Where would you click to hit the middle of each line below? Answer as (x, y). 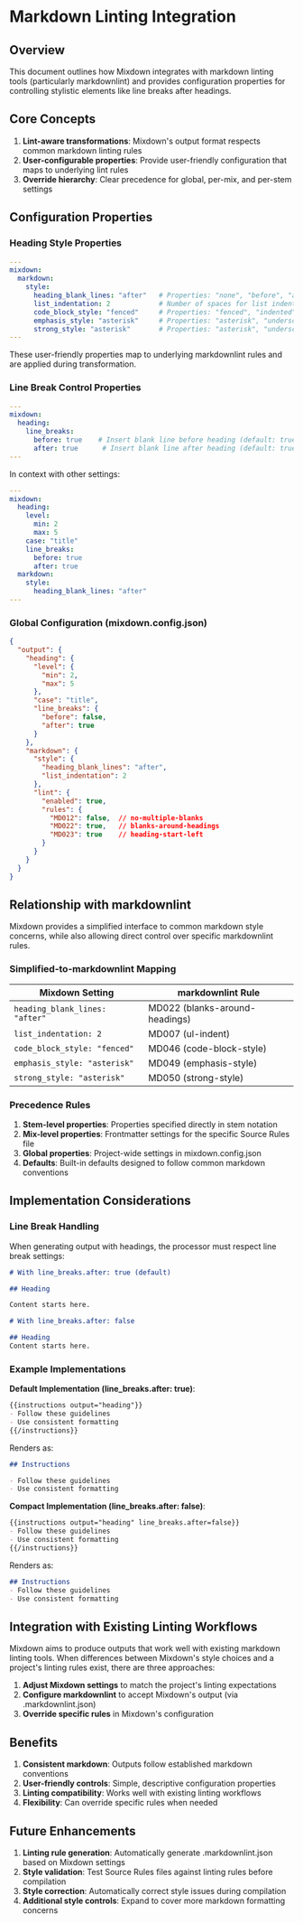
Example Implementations (68, 1368)
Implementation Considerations (100, 1201)
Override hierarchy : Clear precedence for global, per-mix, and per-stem (157, 179)
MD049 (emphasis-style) (203, 1063)
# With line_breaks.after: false (72, 1321)
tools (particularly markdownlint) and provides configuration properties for (147, 81)
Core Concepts (53, 119)
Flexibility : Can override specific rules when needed (120, 1803)
